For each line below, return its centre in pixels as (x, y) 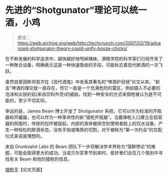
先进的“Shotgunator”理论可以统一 (76, 10)
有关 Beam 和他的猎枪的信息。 (41, 159)
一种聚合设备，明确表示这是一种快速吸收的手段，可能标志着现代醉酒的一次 (82, 65)
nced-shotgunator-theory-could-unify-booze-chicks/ (72, 48)
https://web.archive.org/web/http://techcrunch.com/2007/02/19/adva (89, 43)
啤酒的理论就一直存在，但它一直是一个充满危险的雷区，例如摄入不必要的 (86, 88)
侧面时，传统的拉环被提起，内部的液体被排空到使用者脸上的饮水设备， (86, 123)
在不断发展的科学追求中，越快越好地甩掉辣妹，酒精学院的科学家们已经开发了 (84, 58)
